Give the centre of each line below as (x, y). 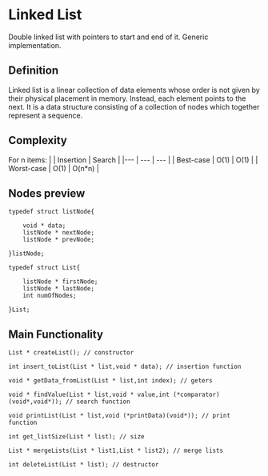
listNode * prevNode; (58, 240)
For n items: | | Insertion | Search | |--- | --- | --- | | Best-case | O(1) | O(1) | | (133, 160)
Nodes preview (47, 193)
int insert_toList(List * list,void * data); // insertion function (125, 367)
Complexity (38, 140)
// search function (98, 402)
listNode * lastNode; (58, 289)
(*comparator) (196, 395)
